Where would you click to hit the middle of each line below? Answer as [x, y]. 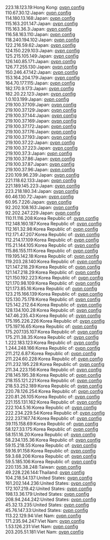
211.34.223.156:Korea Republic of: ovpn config [53, 370]
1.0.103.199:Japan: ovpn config [37, 99]
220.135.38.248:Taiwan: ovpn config [43, 467]
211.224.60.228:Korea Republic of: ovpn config [54, 359]
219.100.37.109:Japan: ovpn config [41, 105]
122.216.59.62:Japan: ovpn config [41, 45]
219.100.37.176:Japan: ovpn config [41, 132]
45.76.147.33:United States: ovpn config [47, 510]
